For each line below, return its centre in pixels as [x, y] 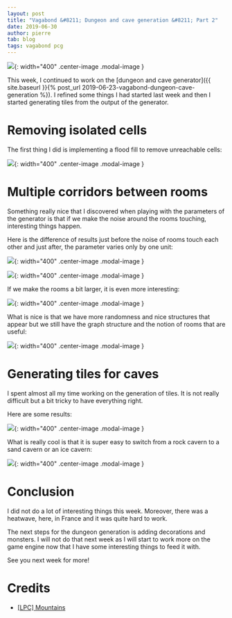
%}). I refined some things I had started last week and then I [125, 95]
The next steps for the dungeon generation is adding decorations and [106, 532]
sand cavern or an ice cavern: [50, 449]
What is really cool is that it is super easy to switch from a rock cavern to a [113, 441]
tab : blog [21, 40]
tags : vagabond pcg [35, 46]
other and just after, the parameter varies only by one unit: [90, 247]
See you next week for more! [48, 560]
